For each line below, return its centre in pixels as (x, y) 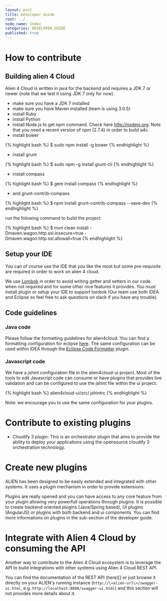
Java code (18, 327)
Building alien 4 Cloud (40, 76)
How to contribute (43, 58)
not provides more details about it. (40, 593)
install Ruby (24, 114)
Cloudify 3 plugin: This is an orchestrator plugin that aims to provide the (86, 436)
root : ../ (15, 19)
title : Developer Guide (30, 15)
